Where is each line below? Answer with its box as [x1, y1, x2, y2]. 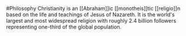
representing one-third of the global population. [6, 23, 122, 30]
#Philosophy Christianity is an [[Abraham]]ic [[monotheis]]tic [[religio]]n [6, 5, 181, 12]
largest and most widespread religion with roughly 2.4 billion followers [6, 17, 177, 24]
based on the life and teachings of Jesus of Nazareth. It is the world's [6, 11, 175, 18]
